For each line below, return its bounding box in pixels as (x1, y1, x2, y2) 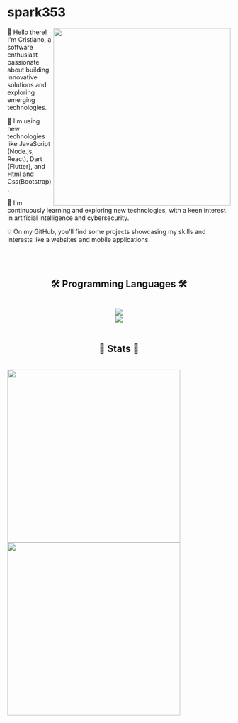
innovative (7, 72, 38, 82)
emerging (7, 95, 35, 104)
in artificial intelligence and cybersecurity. (7, 214, 130, 222)
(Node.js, (7, 147, 34, 155)
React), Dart (7, 154, 42, 163)
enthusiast (7, 50, 38, 59)
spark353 (7, 4, 66, 21)
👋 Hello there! (7, 28, 47, 36)
